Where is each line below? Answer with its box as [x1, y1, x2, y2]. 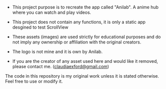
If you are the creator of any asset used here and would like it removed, [12, 58, 159, 64]
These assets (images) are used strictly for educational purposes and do [12, 34, 161, 40]
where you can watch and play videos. [12, 9, 92, 15]
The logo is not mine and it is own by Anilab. [12, 49, 103, 54]
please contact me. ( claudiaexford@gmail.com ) [12, 64, 110, 69]
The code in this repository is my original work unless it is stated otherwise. [5, 73, 160, 79]
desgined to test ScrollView [12, 24, 68, 30]
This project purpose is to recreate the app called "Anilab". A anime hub [12, 4, 159, 10]
